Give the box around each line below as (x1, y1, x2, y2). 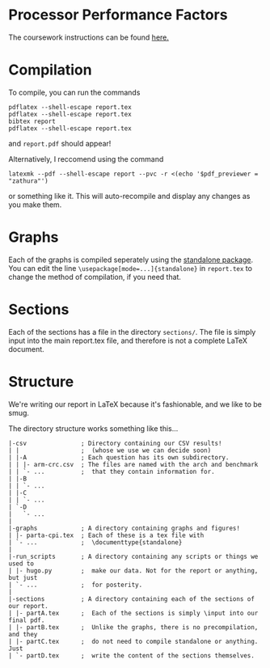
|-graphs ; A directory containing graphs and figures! (8, 524, 241, 532)
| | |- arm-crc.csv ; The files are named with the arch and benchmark (8, 460, 259, 468)
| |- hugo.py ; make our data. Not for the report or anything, (8, 566, 259, 575)
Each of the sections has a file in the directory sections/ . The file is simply (8, 327, 256, 336)
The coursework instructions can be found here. (8, 32, 170, 42)
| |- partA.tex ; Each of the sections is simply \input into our (8, 609, 259, 617)
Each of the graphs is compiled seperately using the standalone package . (8, 255, 254, 264)
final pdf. (8, 616, 45, 624)
